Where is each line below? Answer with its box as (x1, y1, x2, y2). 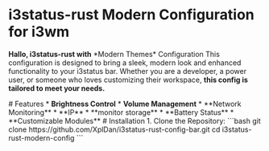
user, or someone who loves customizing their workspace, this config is (8, 75, 248, 84)
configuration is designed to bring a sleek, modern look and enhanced (8, 58, 242, 67)
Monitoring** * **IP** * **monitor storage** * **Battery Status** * (8, 107, 234, 117)
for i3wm (8, 22, 70, 41)
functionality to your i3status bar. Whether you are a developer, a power (8, 66, 247, 75)
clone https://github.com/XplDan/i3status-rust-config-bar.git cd (8, 124, 221, 134)
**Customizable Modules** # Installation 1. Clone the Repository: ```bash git (8, 116, 262, 125)
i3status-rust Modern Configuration (8, 6, 255, 24)
